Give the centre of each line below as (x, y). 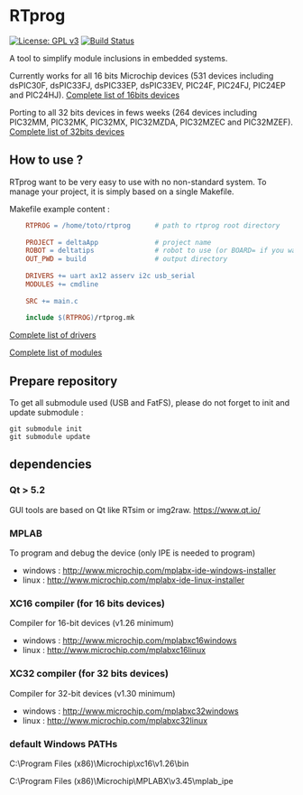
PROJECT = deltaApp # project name (119, 242)
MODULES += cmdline (62, 284)
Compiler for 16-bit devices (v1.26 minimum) (92, 623)
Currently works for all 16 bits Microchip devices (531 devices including (142, 75)
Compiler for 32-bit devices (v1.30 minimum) (92, 693)
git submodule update (50, 437)
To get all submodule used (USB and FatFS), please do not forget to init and (150, 403)
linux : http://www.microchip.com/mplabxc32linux (115, 720)
